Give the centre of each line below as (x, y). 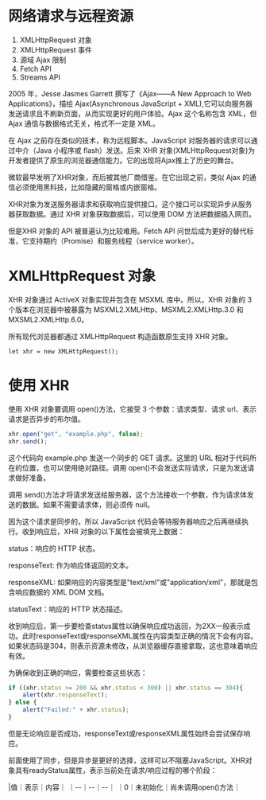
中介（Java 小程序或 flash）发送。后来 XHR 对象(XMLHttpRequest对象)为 (135, 150)
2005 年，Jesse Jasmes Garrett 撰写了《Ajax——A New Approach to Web (130, 93)
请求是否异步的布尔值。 (46, 419)
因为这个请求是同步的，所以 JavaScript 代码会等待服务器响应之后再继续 (125, 521)
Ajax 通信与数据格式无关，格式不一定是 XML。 (84, 123)
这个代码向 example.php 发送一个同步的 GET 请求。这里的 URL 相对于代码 (129, 458)
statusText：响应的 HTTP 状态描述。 (67, 609)
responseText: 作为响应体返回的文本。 (71, 565)
